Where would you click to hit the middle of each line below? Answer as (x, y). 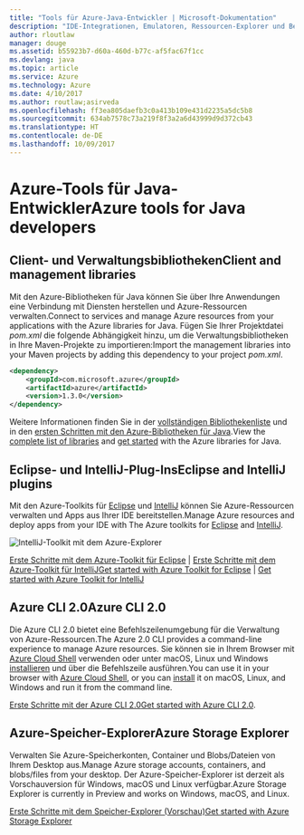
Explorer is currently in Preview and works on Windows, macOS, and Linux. (149, 793)
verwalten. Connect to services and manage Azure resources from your (142, 316)
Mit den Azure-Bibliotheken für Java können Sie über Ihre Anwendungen (145, 296)
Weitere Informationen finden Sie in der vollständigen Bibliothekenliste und (148, 422)
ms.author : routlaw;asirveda (64, 102)
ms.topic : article (44, 69)
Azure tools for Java (168, 208)
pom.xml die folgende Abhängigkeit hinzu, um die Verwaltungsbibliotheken (149, 335)
